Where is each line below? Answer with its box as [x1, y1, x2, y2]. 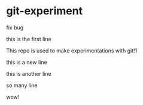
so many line [6, 82, 38, 89]
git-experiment [6, 4, 83, 18]
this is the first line [6, 35, 52, 42]
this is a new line [6, 58, 47, 66]
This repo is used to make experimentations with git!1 [6, 47, 138, 54]
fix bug [6, 24, 24, 31]
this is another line [6, 70, 52, 77]
